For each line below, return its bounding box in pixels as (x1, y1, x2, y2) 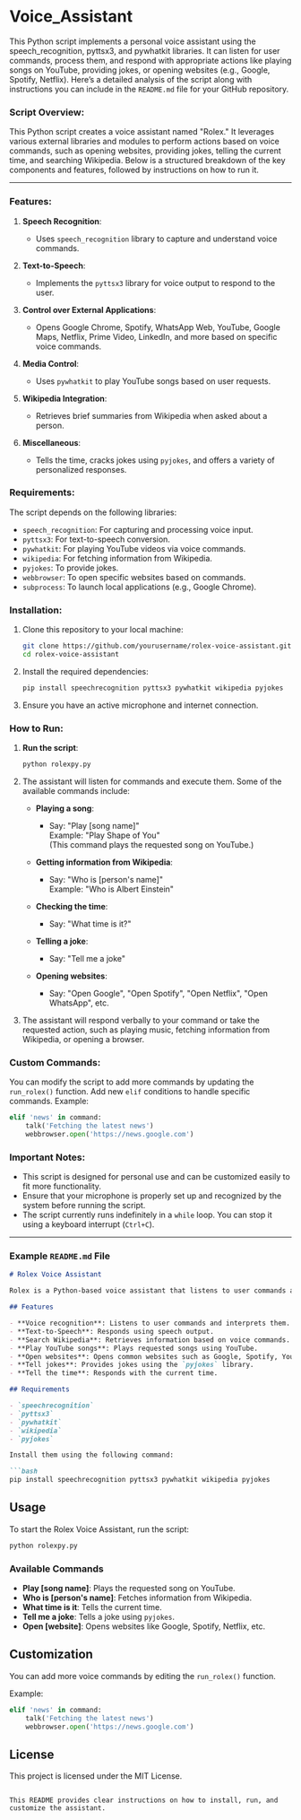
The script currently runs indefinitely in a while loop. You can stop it (21, 1209, 273, 1221)
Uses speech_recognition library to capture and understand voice (35, 233, 278, 244)
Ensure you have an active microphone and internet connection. (21, 700, 259, 710)
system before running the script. (21, 1200, 146, 1211)
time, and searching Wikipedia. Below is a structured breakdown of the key (9, 155, 286, 166)
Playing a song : (35, 803, 94, 814)
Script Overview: (9, 106, 85, 118)
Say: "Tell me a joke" (48, 953, 126, 963)
